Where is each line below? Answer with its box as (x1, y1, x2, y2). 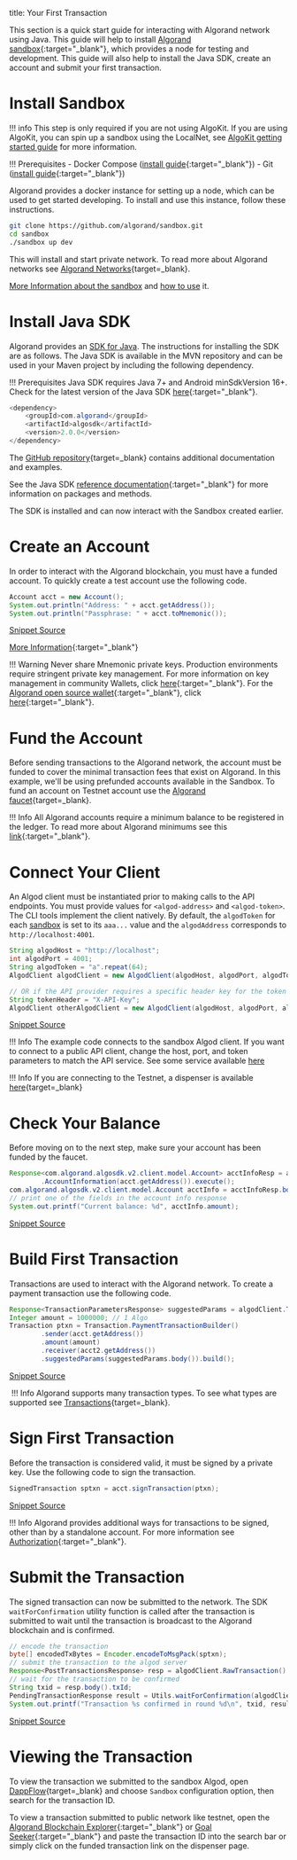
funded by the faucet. (9, 1152, 88, 1162)
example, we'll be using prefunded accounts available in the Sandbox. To (9, 776, 276, 787)
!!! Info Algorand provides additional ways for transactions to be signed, (9, 1517, 270, 1528)
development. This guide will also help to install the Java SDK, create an (9, 53, 271, 63)
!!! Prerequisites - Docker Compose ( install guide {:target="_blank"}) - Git (9, 159, 274, 169)
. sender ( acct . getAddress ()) (41, 1330, 144, 1339)
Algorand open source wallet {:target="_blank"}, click (9, 687, 202, 699)
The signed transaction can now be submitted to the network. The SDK (9, 1596, 268, 1607)
